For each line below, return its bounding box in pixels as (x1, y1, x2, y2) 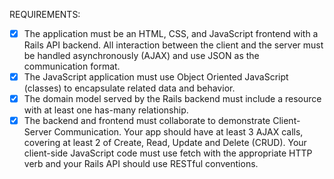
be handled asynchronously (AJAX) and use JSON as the (23, 50, 260, 62)
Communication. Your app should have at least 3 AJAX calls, (53, 126, 304, 138)
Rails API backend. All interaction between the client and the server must (23, 39, 324, 51)
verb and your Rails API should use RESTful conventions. (23, 158, 259, 170)
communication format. (23, 60, 121, 73)
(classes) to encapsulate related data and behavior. (23, 82, 236, 94)
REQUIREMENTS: (9, 9, 81, 20)
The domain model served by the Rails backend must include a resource (23, 93, 322, 105)
